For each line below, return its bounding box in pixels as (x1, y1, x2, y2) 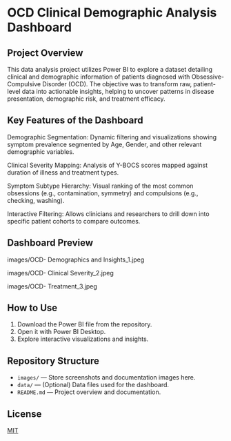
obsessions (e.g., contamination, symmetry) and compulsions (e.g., (7, 188, 199, 197)
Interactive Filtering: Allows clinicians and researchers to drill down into (7, 209, 210, 218)
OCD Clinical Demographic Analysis (7, 5, 217, 21)
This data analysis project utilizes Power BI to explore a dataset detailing (7, 66, 212, 73)
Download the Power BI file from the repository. (17, 320, 152, 329)
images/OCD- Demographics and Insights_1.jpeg (7, 255, 145, 264)
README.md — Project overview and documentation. (17, 388, 161, 396)
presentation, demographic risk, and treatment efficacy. (7, 95, 165, 103)
